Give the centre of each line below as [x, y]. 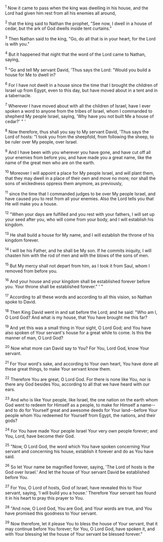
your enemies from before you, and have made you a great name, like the [79, 157]
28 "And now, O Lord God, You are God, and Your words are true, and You [79, 508]
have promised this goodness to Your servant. [51, 513]
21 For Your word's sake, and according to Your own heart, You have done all [82, 363]
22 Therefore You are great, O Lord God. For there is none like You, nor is [78, 379]
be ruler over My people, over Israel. [41, 142]
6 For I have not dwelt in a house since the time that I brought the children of [81, 85]
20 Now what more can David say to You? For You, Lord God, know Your [77, 348]
